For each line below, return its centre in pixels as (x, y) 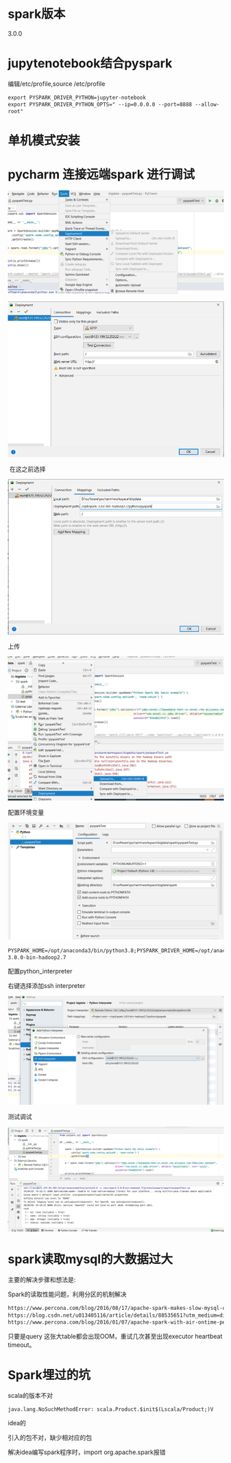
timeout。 (22, 1345)
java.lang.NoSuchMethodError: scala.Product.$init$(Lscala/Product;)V (111, 1409)
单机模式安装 (44, 141)
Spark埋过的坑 (49, 1375)
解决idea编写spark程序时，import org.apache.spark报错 (87, 1452)
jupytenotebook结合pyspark (90, 64)
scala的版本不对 (31, 1396)
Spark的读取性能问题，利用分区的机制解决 (67, 1294)
